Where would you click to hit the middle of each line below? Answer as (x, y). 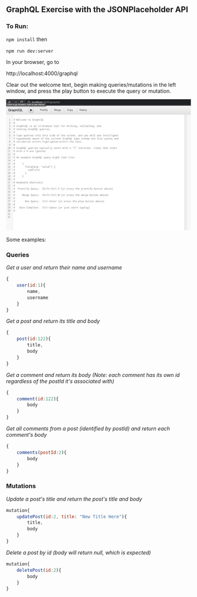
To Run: (17, 26)
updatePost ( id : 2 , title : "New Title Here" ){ (72, 517)
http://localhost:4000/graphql (42, 73)
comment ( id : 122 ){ (38, 399)
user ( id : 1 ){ (31, 285)
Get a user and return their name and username (64, 268)
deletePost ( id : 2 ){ (39, 570)
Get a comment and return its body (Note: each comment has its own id (93, 375)
